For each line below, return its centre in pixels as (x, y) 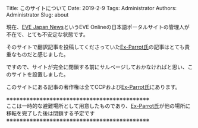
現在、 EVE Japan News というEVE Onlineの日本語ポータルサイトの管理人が (98, 27)
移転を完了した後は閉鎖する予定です (51, 113)
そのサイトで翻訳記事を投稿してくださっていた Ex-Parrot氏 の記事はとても (95, 47)
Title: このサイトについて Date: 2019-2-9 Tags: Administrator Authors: (92, 8)
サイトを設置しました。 (40, 74)
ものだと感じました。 (43, 54)
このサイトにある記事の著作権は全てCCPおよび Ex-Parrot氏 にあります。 (93, 87)
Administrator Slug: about (37, 15)
